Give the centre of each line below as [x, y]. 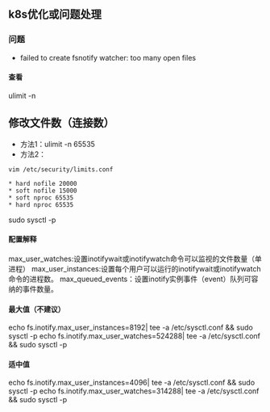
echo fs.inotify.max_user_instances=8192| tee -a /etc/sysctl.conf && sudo [131, 328]
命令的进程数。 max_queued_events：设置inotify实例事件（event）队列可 [130, 279]
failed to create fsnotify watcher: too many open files [108, 57]
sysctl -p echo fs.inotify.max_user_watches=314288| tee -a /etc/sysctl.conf [134, 391]
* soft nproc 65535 [41, 198]
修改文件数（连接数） [61, 123]
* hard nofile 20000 [43, 183]
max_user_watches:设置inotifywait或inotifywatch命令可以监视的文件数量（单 [135, 259]
